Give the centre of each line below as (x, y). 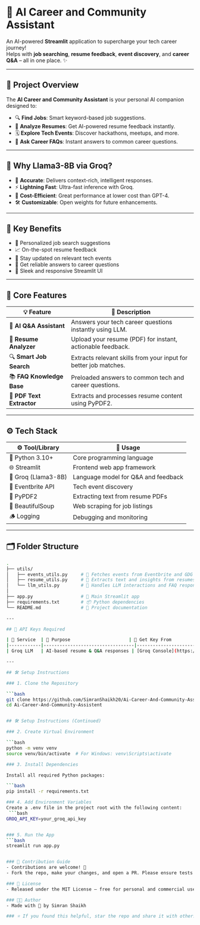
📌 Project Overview (43, 85)
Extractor (23, 403)
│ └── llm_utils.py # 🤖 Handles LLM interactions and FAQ (92, 586)
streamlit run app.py (33, 846)
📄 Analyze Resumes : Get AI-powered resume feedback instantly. (95, 126)
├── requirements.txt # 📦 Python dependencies (75, 602)
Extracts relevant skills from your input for (129, 358)
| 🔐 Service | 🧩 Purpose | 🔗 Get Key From (89, 640)
